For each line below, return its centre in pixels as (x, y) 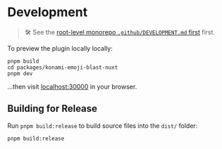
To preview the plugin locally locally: (60, 48)
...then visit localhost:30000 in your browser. (72, 86)
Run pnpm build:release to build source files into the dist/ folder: (103, 125)
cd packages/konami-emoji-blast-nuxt (63, 67)
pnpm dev (20, 73)
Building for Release (52, 109)
